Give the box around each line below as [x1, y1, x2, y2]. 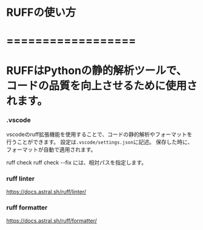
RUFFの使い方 [6, 5, 76, 19]
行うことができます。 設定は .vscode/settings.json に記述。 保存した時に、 [6, 138, 193, 145]
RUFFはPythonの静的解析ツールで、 [6, 63, 187, 77]
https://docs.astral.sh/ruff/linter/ [6, 188, 87, 195]
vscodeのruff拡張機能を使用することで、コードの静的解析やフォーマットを [6, 130, 193, 138]
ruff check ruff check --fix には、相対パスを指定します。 [6, 159, 147, 166]
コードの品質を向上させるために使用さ [6, 78, 198, 92]
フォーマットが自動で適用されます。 [6, 145, 96, 153]
